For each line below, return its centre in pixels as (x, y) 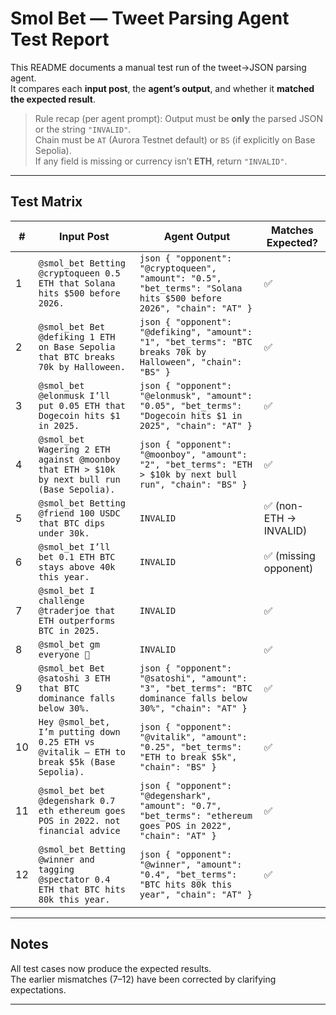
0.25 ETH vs (66, 741)
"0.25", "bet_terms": (191, 746)
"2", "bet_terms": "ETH (196, 464)
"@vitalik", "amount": (193, 736)
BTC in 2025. (69, 630)
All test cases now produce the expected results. (111, 968)
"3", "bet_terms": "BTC (196, 688)
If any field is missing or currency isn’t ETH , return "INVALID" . (161, 161)
